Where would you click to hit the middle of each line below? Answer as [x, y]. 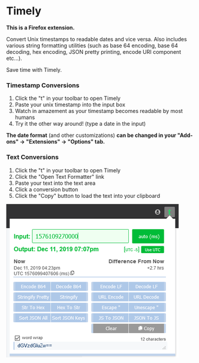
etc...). [14, 58]
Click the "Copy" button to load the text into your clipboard [88, 196]
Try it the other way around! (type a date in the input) [80, 124]
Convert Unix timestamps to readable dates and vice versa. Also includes [97, 39]
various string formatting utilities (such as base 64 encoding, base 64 [92, 45]
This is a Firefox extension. [40, 28]
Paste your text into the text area [55, 183]
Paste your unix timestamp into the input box [70, 105]
